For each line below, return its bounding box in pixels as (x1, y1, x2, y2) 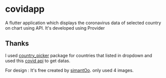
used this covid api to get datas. (5, 58, 70, 64)
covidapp (5, 3, 45, 15)
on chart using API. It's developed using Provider (5, 25, 105, 31)
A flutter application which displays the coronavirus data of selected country (5, 20, 162, 26)
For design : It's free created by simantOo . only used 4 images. (5, 67, 134, 73)
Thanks (5, 39, 29, 48)
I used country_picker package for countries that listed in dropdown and (5, 52, 153, 58)
